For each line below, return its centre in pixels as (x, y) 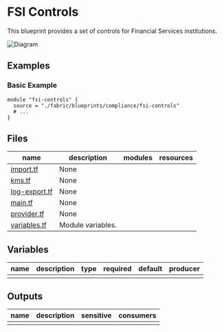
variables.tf (29, 225)
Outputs (25, 296)
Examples (29, 66)
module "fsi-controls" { (43, 99)
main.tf (22, 203)
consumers (137, 316)
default (150, 269)
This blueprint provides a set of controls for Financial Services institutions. (112, 31)
